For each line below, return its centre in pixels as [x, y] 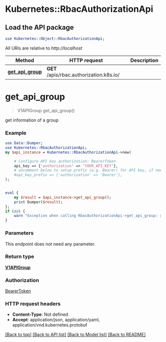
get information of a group [32, 120]
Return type [20, 256]
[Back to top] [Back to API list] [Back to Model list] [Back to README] [75, 335]
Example [16, 133]
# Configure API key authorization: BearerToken [65, 161]
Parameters [19, 233]
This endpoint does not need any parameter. [50, 244]
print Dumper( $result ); [39, 202]
